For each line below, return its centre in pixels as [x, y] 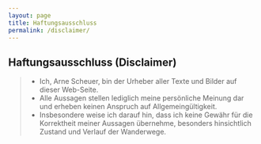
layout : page [30, 15]
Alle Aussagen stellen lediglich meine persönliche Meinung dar [142, 98]
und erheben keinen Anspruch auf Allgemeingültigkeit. [128, 107]
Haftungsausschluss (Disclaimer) [93, 62]
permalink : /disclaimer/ [49, 30]
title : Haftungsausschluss [53, 23]
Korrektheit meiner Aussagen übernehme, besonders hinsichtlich [145, 123]
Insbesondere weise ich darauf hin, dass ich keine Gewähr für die [146, 115]
